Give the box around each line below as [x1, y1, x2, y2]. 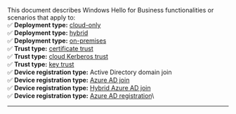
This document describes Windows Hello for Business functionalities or [7, 6, 214, 14]
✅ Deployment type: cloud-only [7, 21, 101, 29]
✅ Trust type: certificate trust [7, 45, 93, 52]
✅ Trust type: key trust [7, 60, 74, 69]
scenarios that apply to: [7, 13, 76, 22]
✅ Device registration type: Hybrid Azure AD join [7, 84, 151, 92]
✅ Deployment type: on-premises [7, 36, 107, 45]
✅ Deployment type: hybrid [7, 29, 88, 37]
